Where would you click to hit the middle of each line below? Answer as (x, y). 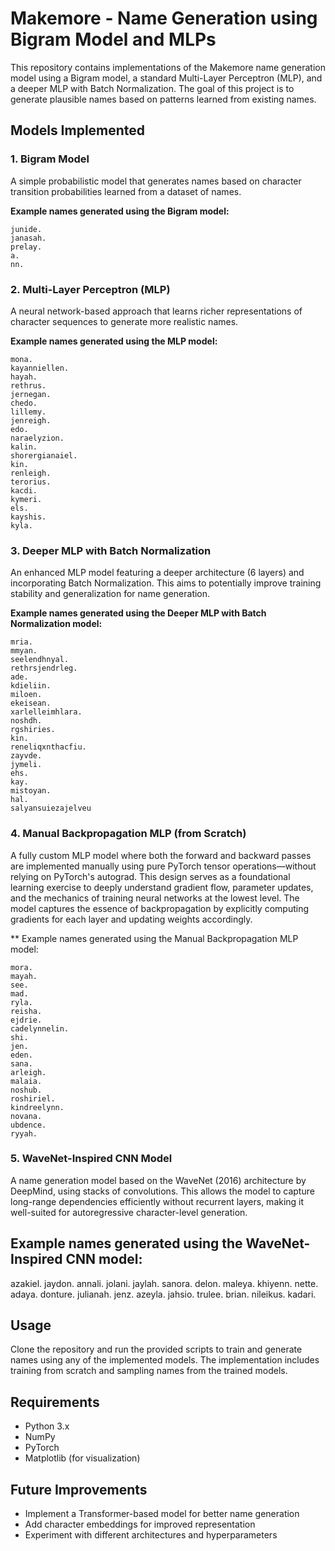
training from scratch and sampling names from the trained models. (149, 1371)
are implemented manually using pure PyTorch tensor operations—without (163, 866)
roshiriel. (33, 1098)
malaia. (26, 1081)
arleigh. (28, 1072)
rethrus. (28, 385)
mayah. (24, 976)
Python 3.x (47, 1426)
